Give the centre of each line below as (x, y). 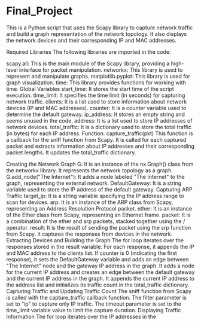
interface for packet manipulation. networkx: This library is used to (101, 69)
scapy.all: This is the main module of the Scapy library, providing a (88, 63)
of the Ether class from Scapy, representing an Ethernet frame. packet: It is (98, 215)
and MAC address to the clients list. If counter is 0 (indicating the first (92, 253)
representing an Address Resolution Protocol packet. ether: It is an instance (99, 208)
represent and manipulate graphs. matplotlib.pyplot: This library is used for (98, 76)
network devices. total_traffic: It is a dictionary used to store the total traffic (99, 127)
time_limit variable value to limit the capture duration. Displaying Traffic (94, 310)
